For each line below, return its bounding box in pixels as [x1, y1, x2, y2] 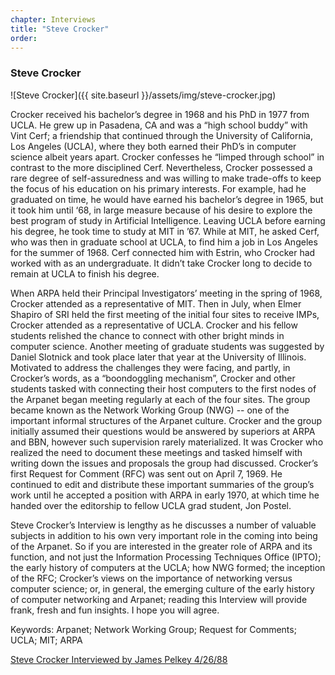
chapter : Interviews [10, 14, 97, 25]
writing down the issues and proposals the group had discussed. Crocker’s [10, 457, 319, 469]
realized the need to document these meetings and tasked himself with [10, 446, 303, 458]
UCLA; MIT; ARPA [10, 634, 83, 646]
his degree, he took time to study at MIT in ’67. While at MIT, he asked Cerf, [10, 225, 320, 237]
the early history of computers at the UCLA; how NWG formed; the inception [10, 561, 326, 573]
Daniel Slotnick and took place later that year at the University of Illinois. [10, 351, 307, 363]
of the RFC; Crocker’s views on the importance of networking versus [10, 572, 293, 584]
